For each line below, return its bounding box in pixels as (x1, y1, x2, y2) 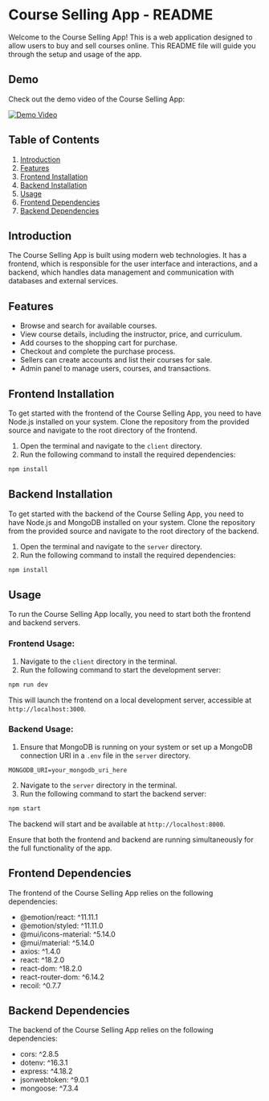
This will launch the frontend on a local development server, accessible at (8, 695, 252, 705)
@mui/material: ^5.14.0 (19, 938, 95, 947)
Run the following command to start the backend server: (19, 788, 207, 798)
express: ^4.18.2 (19, 1066, 73, 1076)
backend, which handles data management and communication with (8, 267, 234, 277)
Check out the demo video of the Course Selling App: (8, 94, 185, 104)
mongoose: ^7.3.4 (19, 1083, 79, 1093)
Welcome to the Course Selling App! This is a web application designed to (8, 32, 253, 42)
